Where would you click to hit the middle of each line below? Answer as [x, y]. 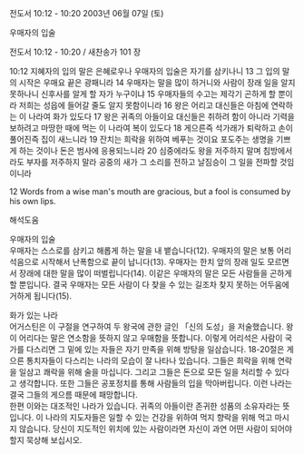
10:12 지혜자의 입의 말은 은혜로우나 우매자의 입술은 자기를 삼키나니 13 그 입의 [145, 71]
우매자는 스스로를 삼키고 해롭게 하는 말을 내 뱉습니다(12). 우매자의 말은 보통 [142, 251]
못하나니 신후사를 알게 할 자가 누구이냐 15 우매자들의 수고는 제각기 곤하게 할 [143, 94]
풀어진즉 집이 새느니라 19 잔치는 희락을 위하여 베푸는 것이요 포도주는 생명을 [142, 139]
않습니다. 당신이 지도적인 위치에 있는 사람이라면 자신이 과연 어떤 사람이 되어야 [156, 429]
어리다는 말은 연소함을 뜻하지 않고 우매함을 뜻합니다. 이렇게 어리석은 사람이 [151, 338]
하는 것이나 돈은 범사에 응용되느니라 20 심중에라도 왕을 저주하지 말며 [140, 151]
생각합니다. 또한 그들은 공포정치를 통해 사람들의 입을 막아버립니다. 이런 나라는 [156, 383]
